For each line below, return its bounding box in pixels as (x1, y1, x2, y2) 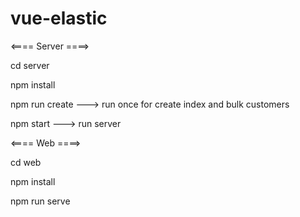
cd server (10, 59, 50, 71)
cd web (10, 156, 42, 168)
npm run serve (10, 195, 71, 207)
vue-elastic (10, 7, 108, 30)
